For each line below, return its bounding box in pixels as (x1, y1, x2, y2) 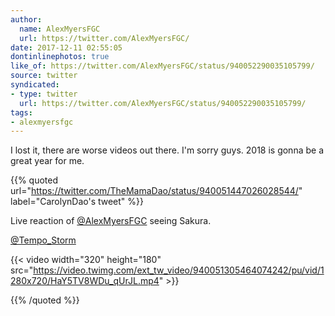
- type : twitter (10, 89, 78, 99)
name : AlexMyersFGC (19, 24, 101, 34)
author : (10, 14, 43, 25)
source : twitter (10, 71, 78, 81)
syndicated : (10, 80, 60, 90)
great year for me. (10, 155, 85, 167)
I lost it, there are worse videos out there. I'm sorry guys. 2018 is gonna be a (10, 144, 324, 156)
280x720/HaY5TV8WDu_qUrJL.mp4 (10, 275, 160, 287)
